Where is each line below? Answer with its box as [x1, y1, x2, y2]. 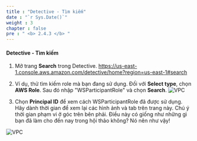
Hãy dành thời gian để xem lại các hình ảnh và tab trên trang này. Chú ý [14, 105, 190, 112]
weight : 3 [6, 20, 33, 26]
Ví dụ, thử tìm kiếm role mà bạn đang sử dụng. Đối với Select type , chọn [14, 80, 192, 87]
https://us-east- [98, 62, 138, 70]
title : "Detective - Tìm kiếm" [6, 8, 86, 15]
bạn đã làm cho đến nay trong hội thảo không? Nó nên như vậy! [14, 117, 170, 124]
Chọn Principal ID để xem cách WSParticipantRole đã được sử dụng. [14, 98, 183, 105]
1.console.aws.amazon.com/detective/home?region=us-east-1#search [14, 69, 188, 76]
